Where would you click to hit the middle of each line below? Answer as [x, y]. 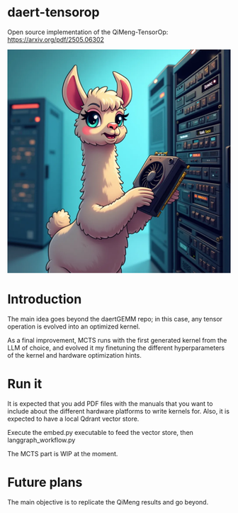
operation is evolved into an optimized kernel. [74, 326]
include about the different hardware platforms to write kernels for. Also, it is [119, 411]
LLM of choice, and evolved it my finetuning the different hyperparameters [116, 348]
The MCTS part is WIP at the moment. [63, 453]
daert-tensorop [53, 12]
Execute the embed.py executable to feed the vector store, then [100, 432]
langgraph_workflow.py [41, 440]
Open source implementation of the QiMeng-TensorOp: [88, 32]
